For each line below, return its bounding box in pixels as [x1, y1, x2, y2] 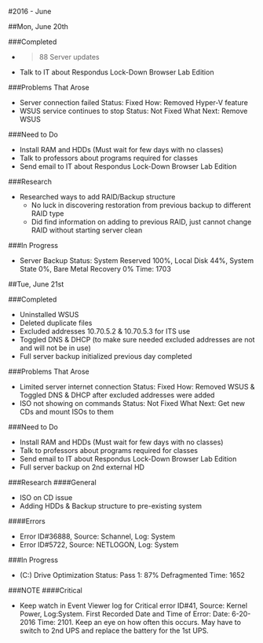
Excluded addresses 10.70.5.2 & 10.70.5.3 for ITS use [19, 327, 191, 336]
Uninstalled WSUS [19, 310, 79, 319]
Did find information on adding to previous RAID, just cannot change [31, 217, 252, 226]
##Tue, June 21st [8, 279, 64, 289]
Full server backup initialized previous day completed [19, 352, 192, 360]
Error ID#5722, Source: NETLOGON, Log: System [19, 540, 179, 549]
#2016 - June [8, 7, 52, 16]
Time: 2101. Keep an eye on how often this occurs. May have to [37, 618, 242, 627]
